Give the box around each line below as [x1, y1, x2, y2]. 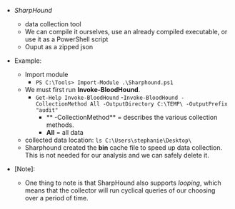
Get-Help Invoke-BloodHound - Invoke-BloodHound [35, 93, 179, 101]
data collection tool [24, 20, 82, 28]
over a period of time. [24, 194, 89, 202]
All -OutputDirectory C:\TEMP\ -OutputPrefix [90, 101, 228, 108]
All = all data [46, 128, 84, 136]
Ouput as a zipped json [24, 43, 94, 51]
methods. [46, 121, 74, 129]
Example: [14, 56, 42, 65]
